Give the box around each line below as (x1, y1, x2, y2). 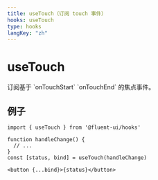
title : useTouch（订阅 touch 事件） (7, 10, 107, 17)
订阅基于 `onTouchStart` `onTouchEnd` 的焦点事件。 (7, 83, 155, 91)
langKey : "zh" (7, 29, 49, 37)
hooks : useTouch (7, 17, 54, 24)
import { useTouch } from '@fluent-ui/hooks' (7, 124, 141, 131)
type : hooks (7, 23, 42, 30)
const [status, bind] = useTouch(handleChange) (7, 154, 148, 161)
